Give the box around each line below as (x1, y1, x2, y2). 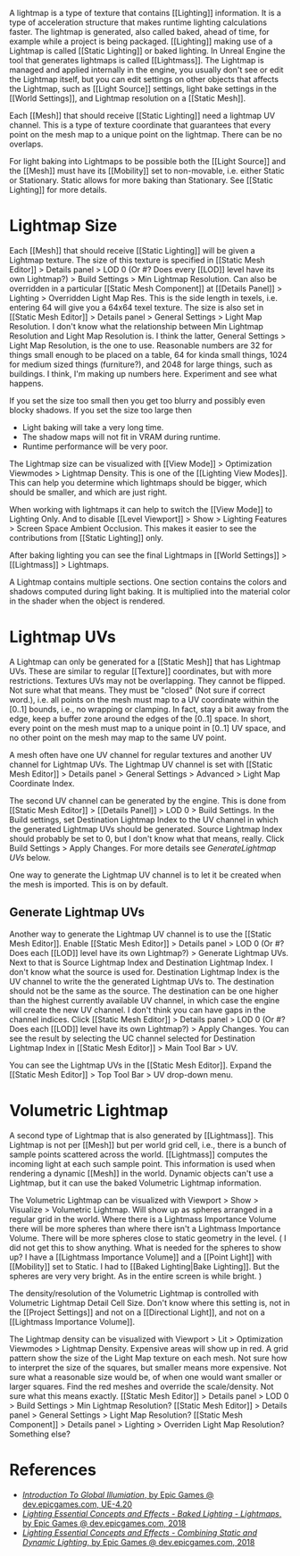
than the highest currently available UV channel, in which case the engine (9, 994, 280, 1005)
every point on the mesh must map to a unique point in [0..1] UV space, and (9, 722, 286, 733)
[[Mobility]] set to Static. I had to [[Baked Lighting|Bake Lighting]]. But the (9, 1261, 279, 1271)
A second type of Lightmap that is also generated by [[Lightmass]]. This (9, 1129, 274, 1141)
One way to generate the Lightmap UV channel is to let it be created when (9, 870, 281, 880)
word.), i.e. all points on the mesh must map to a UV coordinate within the (9, 694, 279, 704)
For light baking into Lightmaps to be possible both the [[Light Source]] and (9, 156, 286, 166)
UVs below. (9, 852, 51, 862)
